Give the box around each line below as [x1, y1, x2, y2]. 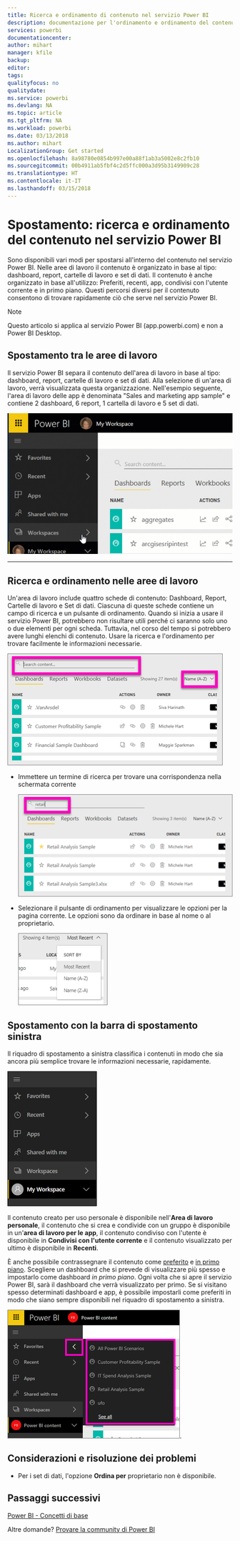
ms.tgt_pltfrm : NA [7, 117, 62, 124]
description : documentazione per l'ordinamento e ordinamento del [7, 19, 209, 26]
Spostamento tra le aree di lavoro [7, 350, 158, 362]
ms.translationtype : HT [7, 170, 79, 177]
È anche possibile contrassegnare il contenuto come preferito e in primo [7, 1258, 220, 1267]
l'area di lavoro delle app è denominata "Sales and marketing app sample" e [7, 391, 231, 400]
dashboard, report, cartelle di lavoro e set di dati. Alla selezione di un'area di [7, 376, 232, 385]
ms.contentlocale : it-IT [7, 177, 81, 185]
